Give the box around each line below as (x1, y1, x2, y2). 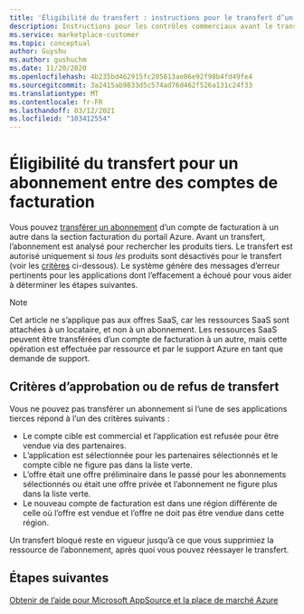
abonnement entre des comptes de (9, 173, 279, 193)
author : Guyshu (9, 47, 67, 56)
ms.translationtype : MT (9, 89, 100, 98)
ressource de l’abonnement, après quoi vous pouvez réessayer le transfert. (9, 544, 290, 555)
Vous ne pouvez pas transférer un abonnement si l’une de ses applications (9, 403, 288, 414)
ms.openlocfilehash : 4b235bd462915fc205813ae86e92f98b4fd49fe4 (9, 72, 253, 82)
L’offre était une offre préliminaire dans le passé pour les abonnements (22, 468, 287, 480)
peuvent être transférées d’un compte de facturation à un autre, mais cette (9, 334, 288, 345)
